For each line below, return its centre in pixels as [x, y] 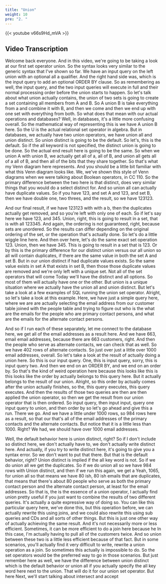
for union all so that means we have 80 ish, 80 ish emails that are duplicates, [83, 476]
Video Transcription [37, 49]
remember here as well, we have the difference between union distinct [77, 561]
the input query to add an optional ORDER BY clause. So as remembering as [83, 82]
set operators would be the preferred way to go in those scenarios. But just [82, 555]
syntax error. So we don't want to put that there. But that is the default [77, 455]
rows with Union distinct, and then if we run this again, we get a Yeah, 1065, [82, 470]
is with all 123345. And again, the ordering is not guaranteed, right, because [83, 224]
